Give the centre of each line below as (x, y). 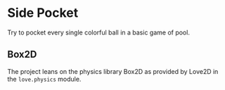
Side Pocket (43, 13)
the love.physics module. (44, 79)
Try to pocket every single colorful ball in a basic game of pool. (98, 32)
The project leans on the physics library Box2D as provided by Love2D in (113, 71)
